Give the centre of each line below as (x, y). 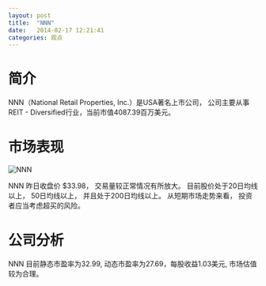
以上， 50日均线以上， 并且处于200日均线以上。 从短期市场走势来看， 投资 (131, 196)
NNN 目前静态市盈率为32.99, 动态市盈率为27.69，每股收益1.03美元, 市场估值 (133, 264)
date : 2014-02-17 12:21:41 (56, 30)
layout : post (30, 15)
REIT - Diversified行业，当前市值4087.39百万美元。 (92, 112)
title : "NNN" (32, 23)
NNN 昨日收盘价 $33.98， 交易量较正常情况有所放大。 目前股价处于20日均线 (133, 186)
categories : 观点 (36, 38)
